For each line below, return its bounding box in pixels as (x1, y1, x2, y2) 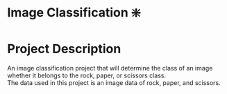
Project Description (7, 41, 121, 57)
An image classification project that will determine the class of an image (7, 64, 213, 73)
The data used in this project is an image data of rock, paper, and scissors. (7, 79, 221, 87)
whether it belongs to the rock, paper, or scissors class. (7, 71, 167, 79)
